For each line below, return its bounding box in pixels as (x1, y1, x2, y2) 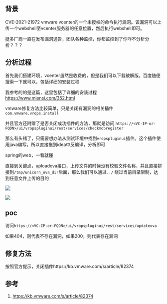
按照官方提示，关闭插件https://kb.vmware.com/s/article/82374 (5, 263, 134, 269)
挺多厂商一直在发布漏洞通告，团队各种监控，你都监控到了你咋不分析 (5, 35, 145, 41)
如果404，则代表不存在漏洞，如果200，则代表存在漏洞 (5, 233, 118, 239)
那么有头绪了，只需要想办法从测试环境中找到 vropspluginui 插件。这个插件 (5, 135, 157, 141)
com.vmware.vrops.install (5, 110, 59, 116)
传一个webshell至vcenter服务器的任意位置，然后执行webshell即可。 (5, 25, 145, 31)
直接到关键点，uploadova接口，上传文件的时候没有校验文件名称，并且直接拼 (5, 162, 162, 168)
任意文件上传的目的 (9, 175, 49, 181)
